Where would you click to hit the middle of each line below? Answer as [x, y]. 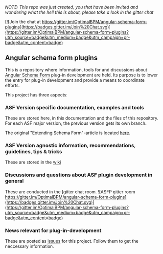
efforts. [12, 85]
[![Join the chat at [23, 22]
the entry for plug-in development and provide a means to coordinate [75, 80]
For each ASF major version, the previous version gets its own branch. [76, 123]
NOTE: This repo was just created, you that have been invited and [72, 7]
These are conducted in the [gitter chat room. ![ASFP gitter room [70, 192]
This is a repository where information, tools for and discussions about [76, 69]
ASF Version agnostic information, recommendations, [70, 145]
